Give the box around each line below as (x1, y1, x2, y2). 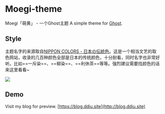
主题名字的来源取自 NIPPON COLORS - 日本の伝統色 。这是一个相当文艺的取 (5, 48, 157, 54)
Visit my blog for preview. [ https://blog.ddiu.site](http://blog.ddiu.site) (5, 103, 146, 109)
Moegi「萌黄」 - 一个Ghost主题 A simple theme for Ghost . (5, 20, 123, 26)
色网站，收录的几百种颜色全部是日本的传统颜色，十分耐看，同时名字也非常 (5, 54, 156, 60)
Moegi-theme (5, 3, 62, 15)
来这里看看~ (5, 67, 30, 72)
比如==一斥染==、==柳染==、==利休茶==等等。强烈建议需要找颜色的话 (13, 60, 160, 67)
